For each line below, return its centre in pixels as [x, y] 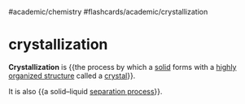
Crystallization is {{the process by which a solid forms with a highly [122, 67]
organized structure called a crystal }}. [72, 76]
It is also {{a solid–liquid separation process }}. [85, 91]
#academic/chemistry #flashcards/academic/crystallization [108, 12]
